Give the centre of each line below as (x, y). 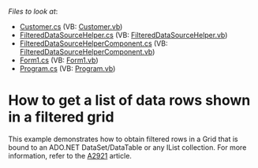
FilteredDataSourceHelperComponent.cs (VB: (93, 43)
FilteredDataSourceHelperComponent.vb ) (87, 52)
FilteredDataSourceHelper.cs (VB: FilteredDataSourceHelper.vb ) (123, 35)
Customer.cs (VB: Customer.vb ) (71, 26)
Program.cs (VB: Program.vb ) (67, 69)
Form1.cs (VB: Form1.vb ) (59, 60)
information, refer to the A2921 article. (70, 155)
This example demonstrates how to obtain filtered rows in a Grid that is (123, 139)
